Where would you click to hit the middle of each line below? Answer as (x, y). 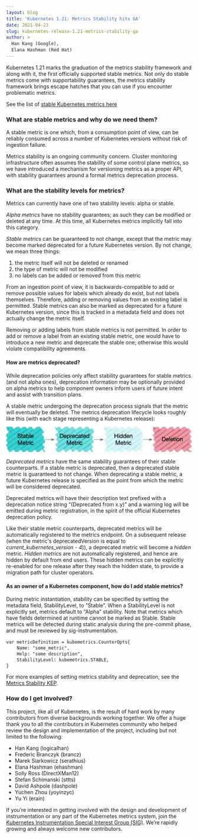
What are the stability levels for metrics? (65, 191)
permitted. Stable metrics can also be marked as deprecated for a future (94, 306)
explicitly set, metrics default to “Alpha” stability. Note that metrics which (94, 612)
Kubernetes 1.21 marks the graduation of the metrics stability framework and (99, 67)
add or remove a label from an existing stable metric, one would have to (93, 336)
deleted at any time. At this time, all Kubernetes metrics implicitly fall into (94, 221)
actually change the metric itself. (46, 318)
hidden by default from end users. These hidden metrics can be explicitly (95, 560)
